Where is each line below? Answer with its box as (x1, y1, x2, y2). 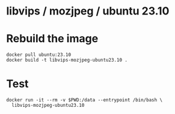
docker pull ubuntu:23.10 (6, 52, 71, 58)
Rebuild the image (6, 32, 99, 46)
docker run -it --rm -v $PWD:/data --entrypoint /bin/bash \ (6, 97, 163, 103)
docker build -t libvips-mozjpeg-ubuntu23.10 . (6, 57, 128, 63)
